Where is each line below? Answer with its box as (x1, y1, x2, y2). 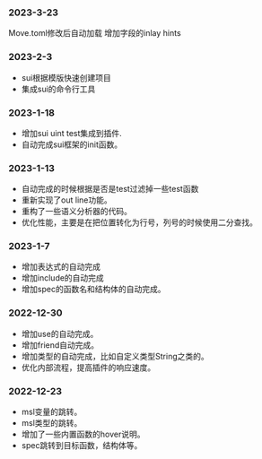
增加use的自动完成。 (21, 328, 99, 339)
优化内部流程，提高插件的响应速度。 (21, 361, 156, 373)
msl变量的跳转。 (21, 406, 83, 418)
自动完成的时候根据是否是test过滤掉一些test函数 (21, 184, 199, 195)
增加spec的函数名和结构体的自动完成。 (21, 284, 166, 295)
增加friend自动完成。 (21, 339, 100, 351)
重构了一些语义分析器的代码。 (21, 206, 132, 217)
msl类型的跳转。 (21, 418, 83, 429)
